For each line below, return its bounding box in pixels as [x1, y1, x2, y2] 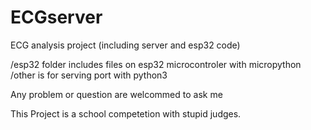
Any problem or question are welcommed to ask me [10, 88, 223, 100]
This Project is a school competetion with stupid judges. [10, 107, 242, 120]
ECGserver [10, 6, 103, 29]
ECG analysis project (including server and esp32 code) [10, 39, 241, 51]
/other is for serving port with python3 [10, 69, 168, 81]
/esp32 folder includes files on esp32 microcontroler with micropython [10, 58, 302, 70]
